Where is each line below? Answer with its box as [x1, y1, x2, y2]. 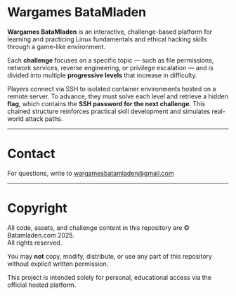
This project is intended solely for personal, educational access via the [7, 273, 212, 281]
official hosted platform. [7, 281, 77, 289]
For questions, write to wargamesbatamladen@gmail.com [7, 169, 174, 177]
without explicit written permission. [7, 259, 109, 268]
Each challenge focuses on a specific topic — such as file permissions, [7, 56, 214, 64]
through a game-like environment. [7, 42, 106, 51]
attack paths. [25, 114, 63, 123]
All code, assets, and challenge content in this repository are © [7, 223, 190, 232]
